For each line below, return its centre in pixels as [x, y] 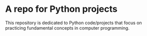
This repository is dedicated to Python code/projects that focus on [74, 23]
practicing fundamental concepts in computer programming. [67, 28]
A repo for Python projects [61, 9]
